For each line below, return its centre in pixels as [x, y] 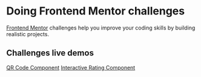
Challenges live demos [50, 53]
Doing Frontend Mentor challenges [96, 11]
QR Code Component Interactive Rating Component [71, 67]
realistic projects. [28, 34]
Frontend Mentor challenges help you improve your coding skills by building [101, 28]
